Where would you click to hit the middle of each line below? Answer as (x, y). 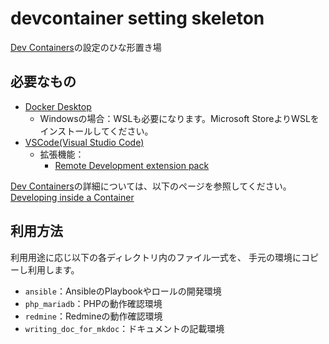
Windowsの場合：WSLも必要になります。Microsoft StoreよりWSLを (179, 118)
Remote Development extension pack (132, 165)
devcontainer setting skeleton (137, 18)
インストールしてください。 (96, 131)
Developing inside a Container (72, 197)
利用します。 (53, 269)
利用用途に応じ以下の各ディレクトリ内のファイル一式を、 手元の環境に (156, 257)
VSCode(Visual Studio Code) (84, 142)
